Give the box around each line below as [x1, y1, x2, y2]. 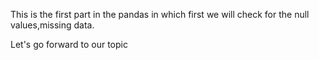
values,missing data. [10, 19, 95, 31]
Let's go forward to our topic [10, 39, 128, 50]
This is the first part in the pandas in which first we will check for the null [10, 9, 310, 20]
